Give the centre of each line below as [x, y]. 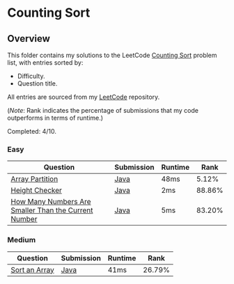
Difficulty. [31, 76]
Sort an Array [32, 269]
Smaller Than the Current [52, 210]
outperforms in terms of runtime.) [55, 118]
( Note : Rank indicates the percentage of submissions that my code [103, 110]
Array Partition [34, 179]
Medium [22, 240]
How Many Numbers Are [51, 202]
